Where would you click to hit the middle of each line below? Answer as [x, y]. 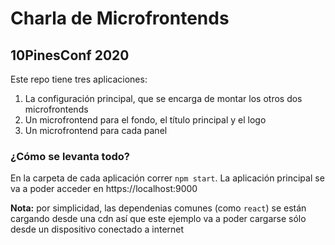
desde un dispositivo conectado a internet [97, 229]
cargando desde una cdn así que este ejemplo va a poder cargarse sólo [158, 219]
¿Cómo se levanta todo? [70, 156]
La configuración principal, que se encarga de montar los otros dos [163, 98]
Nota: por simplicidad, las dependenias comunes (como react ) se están [158, 208]
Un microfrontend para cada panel [96, 130]
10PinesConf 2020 [70, 55]
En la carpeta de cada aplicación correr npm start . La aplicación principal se [167, 178]
